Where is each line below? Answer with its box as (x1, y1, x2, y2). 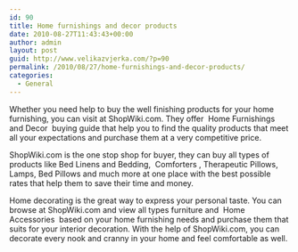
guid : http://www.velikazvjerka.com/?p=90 (9, 54, 170, 63)
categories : (9, 71, 54, 80)
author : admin (9, 37, 62, 47)
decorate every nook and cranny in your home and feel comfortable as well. (9, 232, 288, 243)
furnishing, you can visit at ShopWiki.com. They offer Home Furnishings (9, 113, 276, 124)
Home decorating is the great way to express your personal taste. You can (9, 195, 283, 206)
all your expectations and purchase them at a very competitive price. (9, 132, 261, 142)
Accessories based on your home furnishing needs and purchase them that (9, 214, 289, 224)
